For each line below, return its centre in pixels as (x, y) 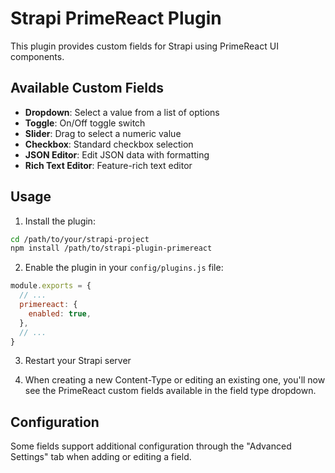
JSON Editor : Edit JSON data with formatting (117, 154)
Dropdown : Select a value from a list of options (122, 112)
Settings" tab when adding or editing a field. (101, 457)
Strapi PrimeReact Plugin (116, 18)
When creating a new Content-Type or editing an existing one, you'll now (175, 380)
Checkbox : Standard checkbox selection (109, 144)
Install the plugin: (60, 221)
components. (37, 56)
